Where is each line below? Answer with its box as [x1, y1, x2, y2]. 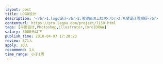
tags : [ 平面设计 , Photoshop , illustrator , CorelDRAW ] [5, 25, 107, 30]
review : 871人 [5, 38, 33, 43]
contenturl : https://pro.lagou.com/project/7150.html [5, 20, 116, 26]
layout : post [5, 7, 32, 12]
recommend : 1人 [5, 47, 35, 52]
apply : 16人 [5, 43, 29, 48]
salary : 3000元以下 [5, 29, 42, 34]
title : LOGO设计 [5, 12, 36, 16]
